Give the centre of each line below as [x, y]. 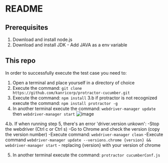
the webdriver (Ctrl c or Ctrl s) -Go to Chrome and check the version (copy [82, 129]
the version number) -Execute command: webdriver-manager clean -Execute [84, 134]
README [24, 9]
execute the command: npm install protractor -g [65, 103]
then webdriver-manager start [44, 114]
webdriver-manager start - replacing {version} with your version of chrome [83, 145]
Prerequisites [27, 28]
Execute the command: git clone [47, 88]
